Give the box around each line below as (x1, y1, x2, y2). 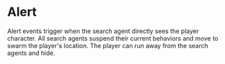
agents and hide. (7, 49, 56, 57)
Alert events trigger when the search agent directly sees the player (7, 27, 199, 35)
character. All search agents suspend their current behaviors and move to (7, 34, 219, 42)
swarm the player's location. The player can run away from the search (7, 41, 209, 50)
